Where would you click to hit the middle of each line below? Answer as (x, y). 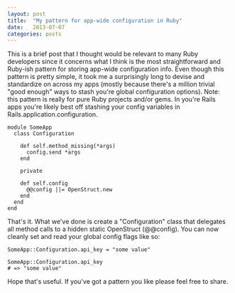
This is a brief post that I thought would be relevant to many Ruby (103, 54)
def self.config (44, 183)
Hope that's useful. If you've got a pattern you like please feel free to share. (118, 282)
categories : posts (34, 34)
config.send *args (53, 153)
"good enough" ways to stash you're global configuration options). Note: (114, 92)
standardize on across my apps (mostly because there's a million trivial (111, 84)
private (31, 171)
